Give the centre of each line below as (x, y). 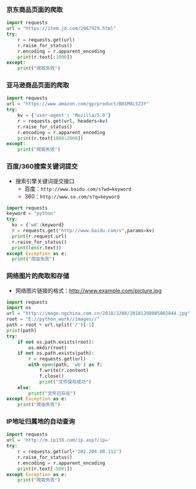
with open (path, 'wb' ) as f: (66, 365)
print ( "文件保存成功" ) (65, 382)
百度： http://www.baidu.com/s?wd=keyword (78, 189)
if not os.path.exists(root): (56, 342)
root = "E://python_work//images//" (53, 319)
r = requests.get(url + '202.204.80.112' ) (70, 452)
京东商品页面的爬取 (35, 9)
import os (19, 308)
